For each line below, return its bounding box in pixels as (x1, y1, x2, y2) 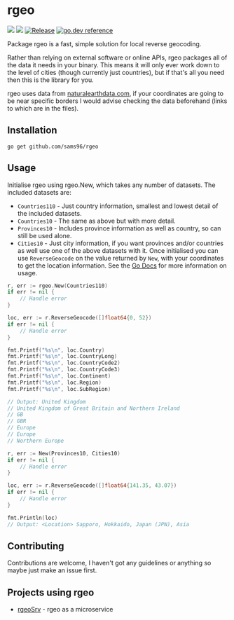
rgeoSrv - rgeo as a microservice (17, 605, 113, 614)
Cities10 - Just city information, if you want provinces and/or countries (17, 239, 224, 247)
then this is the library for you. (7, 76, 94, 84)
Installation (7, 125, 57, 137)
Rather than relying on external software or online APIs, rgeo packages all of (7, 53, 228, 62)
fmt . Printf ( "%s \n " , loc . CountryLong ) (7, 353, 118, 360)
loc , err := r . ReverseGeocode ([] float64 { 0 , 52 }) (7, 315, 152, 322)
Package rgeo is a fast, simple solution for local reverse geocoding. (7, 39, 202, 48)
